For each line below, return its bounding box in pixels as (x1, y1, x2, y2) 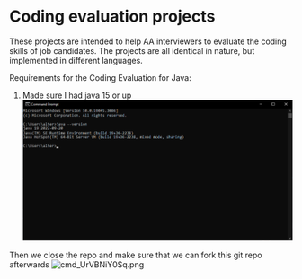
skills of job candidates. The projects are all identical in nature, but (9, 45, 255, 56)
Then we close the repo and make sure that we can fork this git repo (9, 249, 262, 261)
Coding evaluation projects (9, 6, 216, 27)
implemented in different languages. (9, 55, 144, 65)
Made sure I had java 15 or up (22, 90, 132, 100)
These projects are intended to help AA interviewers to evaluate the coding (9, 36, 288, 47)
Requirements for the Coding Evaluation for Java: (9, 72, 191, 83)
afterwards (9, 259, 49, 270)
